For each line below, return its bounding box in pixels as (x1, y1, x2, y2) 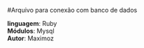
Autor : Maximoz (7, 34, 55, 42)
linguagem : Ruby (7, 19, 57, 27)
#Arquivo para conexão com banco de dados (7, 6, 138, 14)
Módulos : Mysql (7, 27, 55, 35)
